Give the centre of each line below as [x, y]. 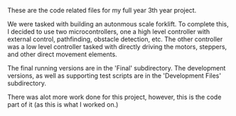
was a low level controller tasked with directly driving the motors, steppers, [117, 47]
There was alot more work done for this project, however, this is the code [114, 97]
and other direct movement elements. [62, 54]
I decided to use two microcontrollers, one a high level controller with [109, 32]
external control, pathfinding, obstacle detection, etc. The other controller [115, 39]
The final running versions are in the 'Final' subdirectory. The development [117, 68]
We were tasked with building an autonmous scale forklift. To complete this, [118, 24]
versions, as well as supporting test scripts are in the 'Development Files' [114, 75]
